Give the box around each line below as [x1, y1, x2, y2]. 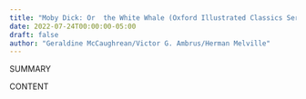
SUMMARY [9, 64, 52, 74]
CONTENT [9, 81, 49, 92]
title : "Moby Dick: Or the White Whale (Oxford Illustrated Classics [9, 13, 283, 23]
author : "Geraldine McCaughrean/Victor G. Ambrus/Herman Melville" [9, 38, 271, 48]
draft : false [9, 30, 59, 39]
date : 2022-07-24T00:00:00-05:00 [9, 22, 137, 31]
